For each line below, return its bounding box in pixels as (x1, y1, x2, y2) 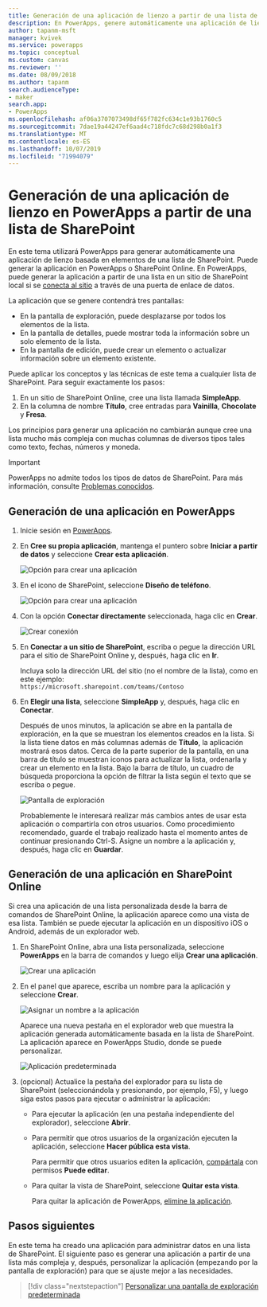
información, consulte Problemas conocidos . (8, 482, 155, 491)
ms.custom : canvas (8, 57, 69, 64)
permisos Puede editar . (31, 1165, 110, 1175)
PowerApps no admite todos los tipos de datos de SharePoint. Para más (8, 473, 244, 482)
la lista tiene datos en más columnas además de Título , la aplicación (19, 738, 244, 747)
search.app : (8, 100, 48, 108)
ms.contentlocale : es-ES (8, 137, 91, 146)
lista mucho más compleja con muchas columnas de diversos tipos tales (8, 434, 246, 443)
